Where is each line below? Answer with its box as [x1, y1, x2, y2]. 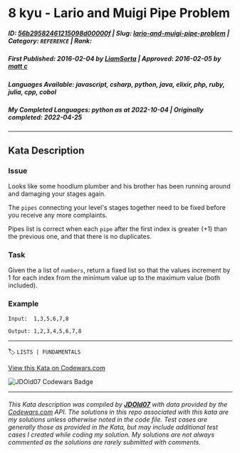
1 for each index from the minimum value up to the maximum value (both [8, 274, 221, 282]
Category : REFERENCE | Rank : [8, 36, 92, 45]
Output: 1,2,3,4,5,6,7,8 [8, 327, 82, 335]
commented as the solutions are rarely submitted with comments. [8, 438, 202, 447]
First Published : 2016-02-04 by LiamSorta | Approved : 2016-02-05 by [8, 55, 221, 63]
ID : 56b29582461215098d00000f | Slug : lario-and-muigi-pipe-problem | [8, 28, 230, 37]
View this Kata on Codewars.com [8, 363, 106, 372]
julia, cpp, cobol [8, 87, 56, 96]
